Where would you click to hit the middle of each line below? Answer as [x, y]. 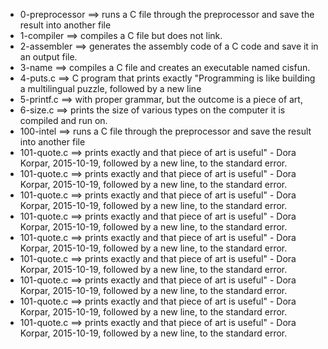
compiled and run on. [63, 120]
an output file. [48, 57]
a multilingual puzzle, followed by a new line [110, 88]
